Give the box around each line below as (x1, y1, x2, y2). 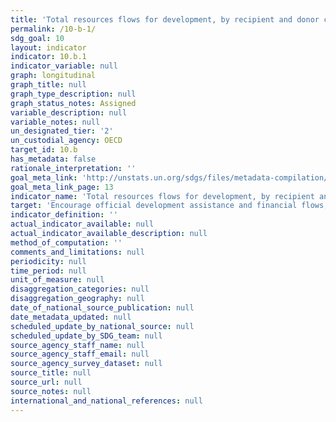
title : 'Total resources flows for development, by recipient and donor (10, 14, 320, 25)
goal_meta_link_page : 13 (10, 182, 114, 192)
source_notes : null (10, 386, 92, 396)
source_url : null (10, 377, 83, 387)
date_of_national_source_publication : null (10, 303, 195, 313)
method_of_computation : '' (10, 237, 123, 248)
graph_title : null (10, 80, 87, 90)
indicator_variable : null (10, 61, 118, 71)
